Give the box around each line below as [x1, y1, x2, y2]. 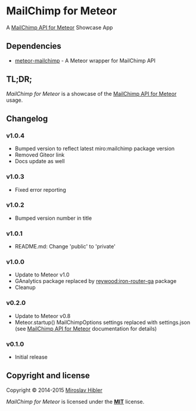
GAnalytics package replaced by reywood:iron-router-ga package [14, 278, 177, 285]
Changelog [6, 113, 48, 123]
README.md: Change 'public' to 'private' [14, 243, 116, 250]
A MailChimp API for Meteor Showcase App [6, 24, 113, 31]
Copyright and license [6, 370, 91, 381]
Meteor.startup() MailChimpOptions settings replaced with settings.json [14, 319, 191, 326]
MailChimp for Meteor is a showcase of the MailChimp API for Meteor [6, 90, 177, 97]
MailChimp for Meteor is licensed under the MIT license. [6, 398, 145, 405]
